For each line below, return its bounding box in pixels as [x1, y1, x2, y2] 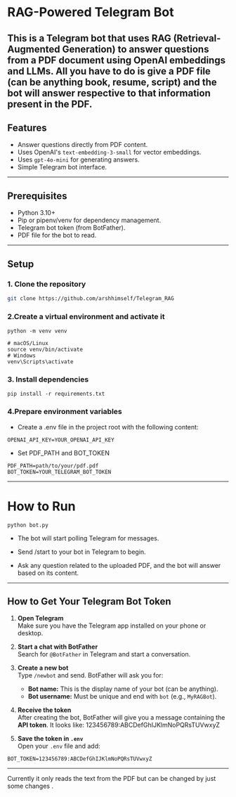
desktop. [17, 629, 44, 637]
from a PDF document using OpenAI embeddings [7, 54, 226, 66]
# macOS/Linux [7, 340, 49, 347]
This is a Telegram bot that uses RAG [7, 32, 171, 44]
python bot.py [7, 521, 49, 529]
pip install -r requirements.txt [7, 391, 105, 398]
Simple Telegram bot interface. [17, 163, 107, 171]
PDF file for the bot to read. [17, 231, 97, 240]
